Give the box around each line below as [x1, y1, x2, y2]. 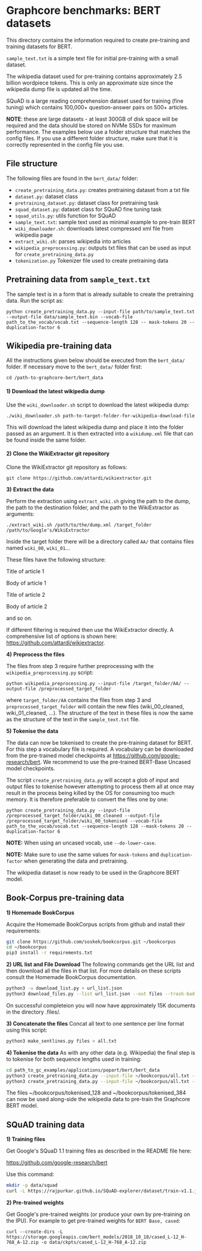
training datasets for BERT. [6, 43, 73, 50]
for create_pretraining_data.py [14, 250, 94, 257]
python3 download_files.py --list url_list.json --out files [6, 991, 163, 997]
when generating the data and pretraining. [23, 857, 128, 864]
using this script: [6, 1026, 47, 1034]
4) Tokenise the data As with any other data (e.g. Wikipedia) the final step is [6, 1049, 195, 1056]
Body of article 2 [6, 602, 47, 610]
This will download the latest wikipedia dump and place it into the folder [6, 423, 184, 431]
